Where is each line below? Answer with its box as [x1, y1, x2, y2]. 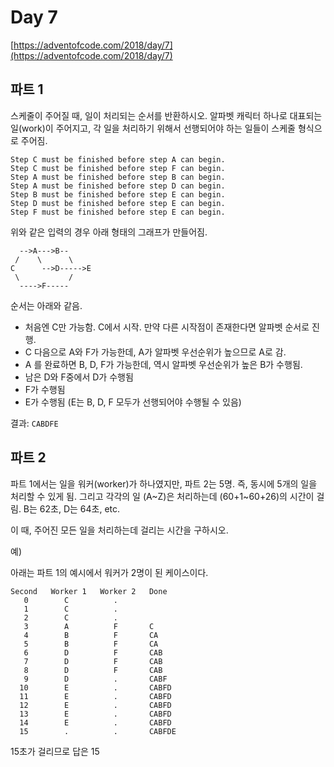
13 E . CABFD [19, 709, 172, 719]
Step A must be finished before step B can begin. [10, 172, 226, 182]
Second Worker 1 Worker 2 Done [10, 586, 168, 596]
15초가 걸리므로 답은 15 [10, 745, 100, 757]
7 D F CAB [23, 656, 163, 666]
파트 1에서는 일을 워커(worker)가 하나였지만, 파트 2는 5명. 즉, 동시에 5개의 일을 [10, 477, 318, 490]
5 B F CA [23, 639, 159, 649]
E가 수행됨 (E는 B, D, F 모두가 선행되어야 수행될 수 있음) [24, 396, 242, 408]
